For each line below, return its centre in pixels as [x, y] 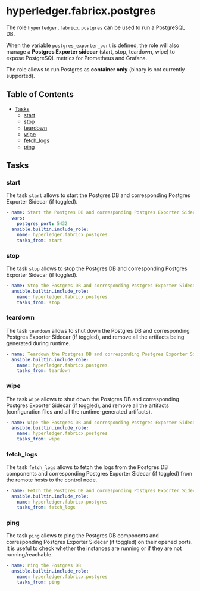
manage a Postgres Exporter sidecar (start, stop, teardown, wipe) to [91, 51]
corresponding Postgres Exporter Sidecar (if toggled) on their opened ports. [99, 542]
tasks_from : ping [38, 582]
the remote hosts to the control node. [52, 480]
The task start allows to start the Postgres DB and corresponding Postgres [98, 195]
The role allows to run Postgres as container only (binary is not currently [96, 69]
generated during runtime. [38, 343]
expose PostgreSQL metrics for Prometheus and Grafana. [77, 58]
